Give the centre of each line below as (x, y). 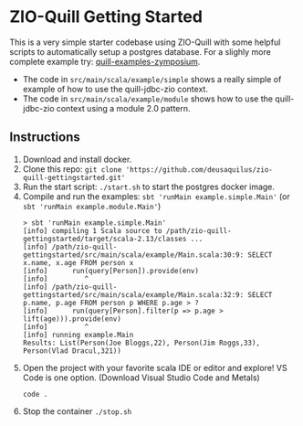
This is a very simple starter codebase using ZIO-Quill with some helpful (145, 42)
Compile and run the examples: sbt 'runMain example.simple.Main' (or (156, 196)
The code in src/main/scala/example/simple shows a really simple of (152, 79)
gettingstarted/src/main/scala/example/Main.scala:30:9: (133, 255)
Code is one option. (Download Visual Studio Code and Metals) (141, 378)
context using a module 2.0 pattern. (123, 108)
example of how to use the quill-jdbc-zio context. (115, 89)
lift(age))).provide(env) (72, 319)
